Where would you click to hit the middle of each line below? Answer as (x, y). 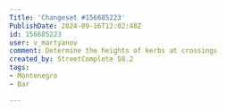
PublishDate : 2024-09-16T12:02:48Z (75, 26)
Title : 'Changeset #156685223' (67, 17)
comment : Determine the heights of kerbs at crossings (113, 51)
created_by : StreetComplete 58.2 (71, 59)
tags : (19, 68)
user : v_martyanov (43, 42)
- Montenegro (33, 76)
